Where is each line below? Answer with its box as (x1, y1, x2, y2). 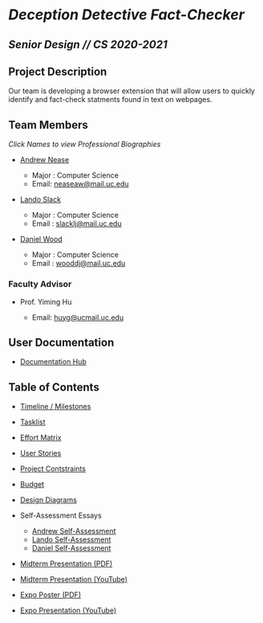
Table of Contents (8, 380, 100, 394)
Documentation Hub (19, 357, 87, 367)
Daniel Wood (19, 235, 63, 244)
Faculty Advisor (8, 279, 72, 290)
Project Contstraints (19, 464, 87, 473)
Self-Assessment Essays (19, 510, 102, 520)
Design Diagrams (19, 495, 78, 505)
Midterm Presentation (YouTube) (19, 575, 128, 584)
